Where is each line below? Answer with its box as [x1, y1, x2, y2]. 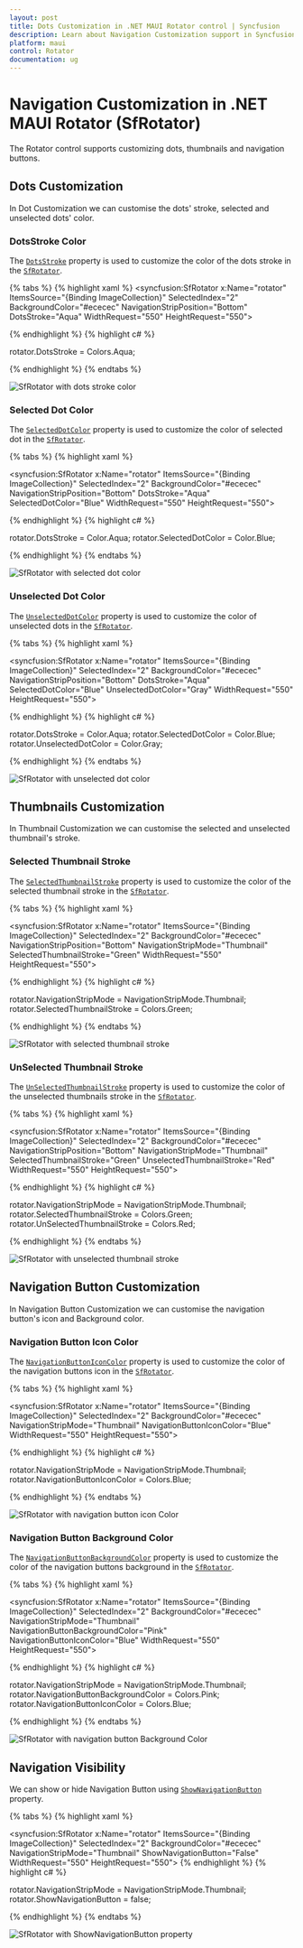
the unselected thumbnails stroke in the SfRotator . [9, 1091, 197, 1102]
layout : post [9, 13, 59, 23]
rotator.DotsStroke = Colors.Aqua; [9, 347, 135, 357]
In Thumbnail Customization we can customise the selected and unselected [9, 823, 290, 834]
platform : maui [9, 38, 67, 48]
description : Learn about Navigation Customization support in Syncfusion [9, 30, 297, 39]
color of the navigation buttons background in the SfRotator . [9, 1562, 234, 1572]
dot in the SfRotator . [9, 434, 86, 445]
